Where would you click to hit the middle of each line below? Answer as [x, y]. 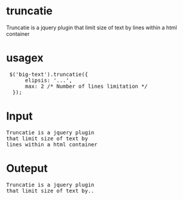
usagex [25, 58]
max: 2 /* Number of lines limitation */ [86, 86]
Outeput [27, 168]
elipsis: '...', [49, 80]
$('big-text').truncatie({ [49, 74]
